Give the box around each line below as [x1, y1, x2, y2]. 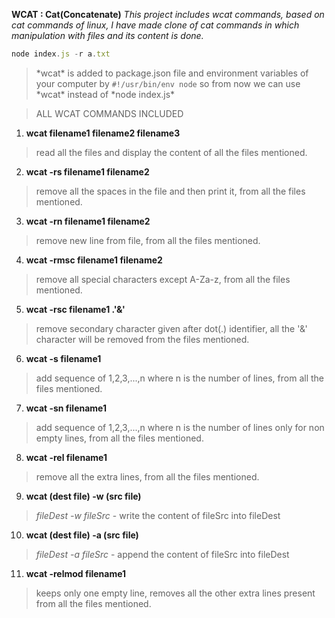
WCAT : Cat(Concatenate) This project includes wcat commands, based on [11, 9, 325, 20]
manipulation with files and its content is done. [11, 30, 204, 41]
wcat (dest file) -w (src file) [25, 490, 142, 502]
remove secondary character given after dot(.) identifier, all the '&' [35, 322, 308, 334]
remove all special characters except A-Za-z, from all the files [35, 273, 291, 285]
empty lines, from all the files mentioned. [35, 432, 204, 444]
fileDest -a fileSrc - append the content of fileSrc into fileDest [35, 548, 290, 560]
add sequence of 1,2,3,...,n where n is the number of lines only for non [35, 421, 325, 433]
